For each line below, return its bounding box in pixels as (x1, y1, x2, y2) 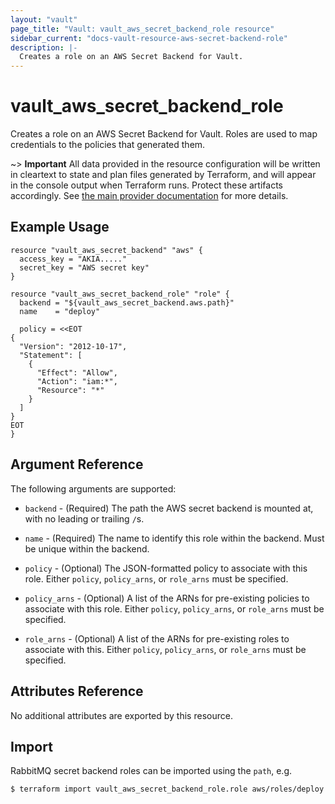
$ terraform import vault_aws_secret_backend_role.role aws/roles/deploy (10, 784, 325, 795)
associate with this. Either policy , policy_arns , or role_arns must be (24, 643, 307, 655)
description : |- (10, 42, 78, 53)
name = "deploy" (19, 306, 101, 316)
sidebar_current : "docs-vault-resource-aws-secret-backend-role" (10, 33, 288, 43)
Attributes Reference (10, 683, 144, 700)
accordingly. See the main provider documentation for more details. (10, 190, 289, 202)
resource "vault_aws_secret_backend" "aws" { (10, 245, 203, 255)
